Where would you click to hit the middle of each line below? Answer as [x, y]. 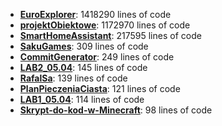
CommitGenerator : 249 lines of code [97, 57]
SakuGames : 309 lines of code [84, 46]
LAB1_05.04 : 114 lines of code [82, 99]
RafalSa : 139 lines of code [73, 78]
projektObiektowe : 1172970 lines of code [105, 25]
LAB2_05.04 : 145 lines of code [83, 67]
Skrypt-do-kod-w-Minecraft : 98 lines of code [116, 110]
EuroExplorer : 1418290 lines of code [95, 14]
